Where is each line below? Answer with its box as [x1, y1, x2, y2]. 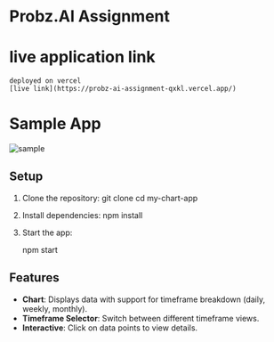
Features [9, 270, 60, 286]
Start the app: [21, 227, 73, 238]
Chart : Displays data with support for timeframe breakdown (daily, [21, 294, 266, 305]
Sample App [9, 114, 101, 134]
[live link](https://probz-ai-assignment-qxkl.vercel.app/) [9, 85, 238, 94]
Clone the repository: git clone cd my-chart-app [21, 192, 198, 203]
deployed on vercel [9, 77, 82, 85]
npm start [21, 244, 58, 255]
